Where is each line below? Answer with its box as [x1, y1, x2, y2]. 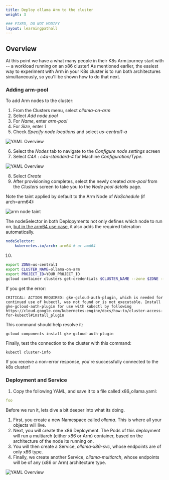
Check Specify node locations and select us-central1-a [13, 129, 127, 135]
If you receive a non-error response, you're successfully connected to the [6, 359, 158, 365]
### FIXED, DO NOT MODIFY [6, 21, 60, 26]
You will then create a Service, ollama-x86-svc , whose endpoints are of [13, 443, 161, 449]
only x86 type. [13, 448, 43, 455]
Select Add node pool [13, 113, 58, 119]
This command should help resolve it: [6, 321, 83, 327]
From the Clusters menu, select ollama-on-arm [13, 108, 111, 114]
